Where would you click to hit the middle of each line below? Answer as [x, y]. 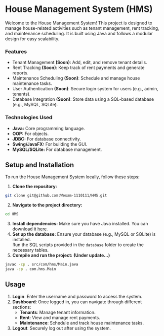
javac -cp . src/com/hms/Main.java [42, 265]
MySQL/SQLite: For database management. [57, 149]
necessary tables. [30, 250]
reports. [20, 73]
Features [16, 52]
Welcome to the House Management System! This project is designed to [79, 23]
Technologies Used [29, 118]
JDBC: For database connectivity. [47, 139]
